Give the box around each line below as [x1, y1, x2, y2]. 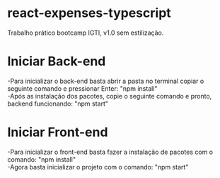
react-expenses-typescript [7, 5, 171, 21]
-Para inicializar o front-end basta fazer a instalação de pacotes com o [7, 148, 214, 156]
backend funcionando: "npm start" [7, 99, 108, 108]
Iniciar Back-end [7, 53, 106, 69]
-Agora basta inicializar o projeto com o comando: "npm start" [7, 162, 189, 171]
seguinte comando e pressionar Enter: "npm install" [7, 84, 158, 93]
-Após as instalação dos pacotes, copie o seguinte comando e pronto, [7, 91, 212, 100]
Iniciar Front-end [7, 124, 108, 140]
